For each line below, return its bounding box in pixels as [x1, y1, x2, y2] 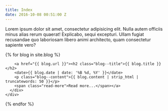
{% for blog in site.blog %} [5, 51, 61, 58]
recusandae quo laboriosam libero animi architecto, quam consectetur [5, 36, 151, 43]
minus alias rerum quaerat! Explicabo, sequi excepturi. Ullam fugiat [5, 31, 144, 37]
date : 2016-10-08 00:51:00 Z [5, 12, 67, 17]
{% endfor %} [5, 101, 34, 107]
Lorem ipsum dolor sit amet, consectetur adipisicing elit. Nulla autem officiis [5, 26, 163, 32]
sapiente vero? [5, 42, 36, 48]
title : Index [5, 7, 33, 13]
